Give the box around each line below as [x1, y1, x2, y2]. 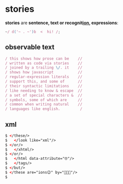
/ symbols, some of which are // [5, 97, 83, 102]
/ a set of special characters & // [5, 93, 83, 98]
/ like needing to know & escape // [5, 88, 83, 93]
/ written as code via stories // [5, 61, 83, 66]
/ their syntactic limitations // [5, 83, 83, 88]
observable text [5, 43, 55, 51]
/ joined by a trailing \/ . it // [5, 65, 83, 70]
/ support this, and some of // [5, 79, 83, 84]
